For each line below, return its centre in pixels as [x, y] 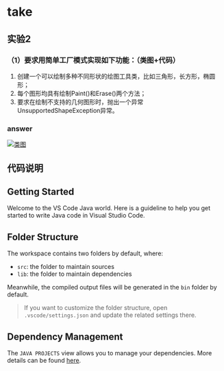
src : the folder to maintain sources [66, 267]
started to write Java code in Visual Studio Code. [76, 216]
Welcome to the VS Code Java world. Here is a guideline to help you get [109, 208]
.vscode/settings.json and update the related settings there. [110, 315]
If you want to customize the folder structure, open [96, 308]
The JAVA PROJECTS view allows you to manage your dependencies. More [110, 353]
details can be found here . [44, 360]
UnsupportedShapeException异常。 [67, 110]
